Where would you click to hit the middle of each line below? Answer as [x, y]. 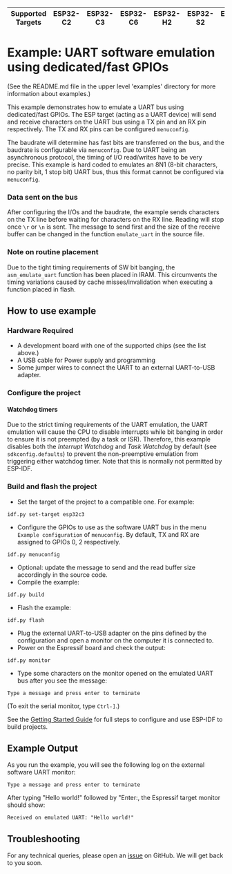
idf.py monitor [29, 660]
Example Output [42, 749]
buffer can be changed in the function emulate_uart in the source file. [106, 234]
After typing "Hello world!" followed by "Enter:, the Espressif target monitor [114, 798]
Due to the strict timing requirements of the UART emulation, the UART [108, 425]
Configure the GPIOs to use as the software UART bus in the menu [112, 527]
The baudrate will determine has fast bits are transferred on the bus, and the [116, 142]
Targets [28, 22]
